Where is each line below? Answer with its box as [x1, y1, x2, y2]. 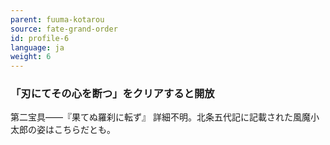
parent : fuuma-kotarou [10, 14, 105, 25]
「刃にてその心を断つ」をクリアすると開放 [10, 87, 215, 101]
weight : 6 [10, 52, 52, 62]
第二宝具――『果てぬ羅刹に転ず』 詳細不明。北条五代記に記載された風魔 [10, 111, 311, 123]
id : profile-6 [10, 33, 70, 43]
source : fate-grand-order [10, 24, 118, 34]
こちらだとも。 [53, 124, 116, 136]
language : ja [10, 42, 65, 53]
